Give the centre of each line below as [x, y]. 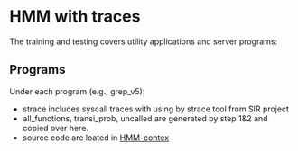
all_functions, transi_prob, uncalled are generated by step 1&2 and [145, 118]
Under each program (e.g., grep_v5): [77, 91]
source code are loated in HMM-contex [96, 138]
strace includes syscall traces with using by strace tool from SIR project [155, 109]
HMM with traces [75, 17]
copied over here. [55, 128]
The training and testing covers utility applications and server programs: [144, 41]
